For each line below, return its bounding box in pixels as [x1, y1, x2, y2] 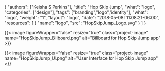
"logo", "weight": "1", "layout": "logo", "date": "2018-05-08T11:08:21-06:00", [4, 15, 160, 20]
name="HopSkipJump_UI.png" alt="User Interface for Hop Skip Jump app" [4, 55, 158, 61]
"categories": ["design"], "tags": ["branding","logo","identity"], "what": [4, 9, 148, 15]
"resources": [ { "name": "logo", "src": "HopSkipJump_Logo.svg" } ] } [4, 20, 146, 26]
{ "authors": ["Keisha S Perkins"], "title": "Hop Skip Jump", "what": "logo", [4, 4, 156, 10]
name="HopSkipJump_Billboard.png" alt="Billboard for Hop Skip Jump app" [4, 35, 161, 41]
